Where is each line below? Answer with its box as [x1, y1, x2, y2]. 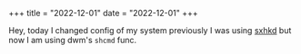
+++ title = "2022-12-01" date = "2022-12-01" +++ [8, 8, 199, 18]
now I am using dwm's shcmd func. [8, 35, 137, 45]
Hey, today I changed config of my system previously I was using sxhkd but [8, 25, 292, 35]
